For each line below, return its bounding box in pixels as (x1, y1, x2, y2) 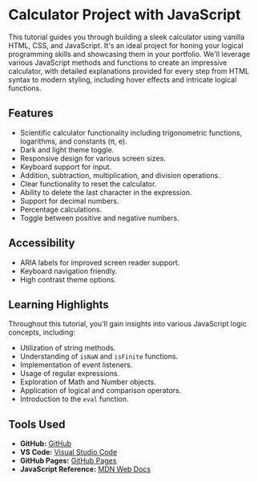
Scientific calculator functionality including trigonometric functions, (19, 128, 243, 137)
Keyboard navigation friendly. (19, 266, 118, 276)
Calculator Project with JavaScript (8, 6, 241, 24)
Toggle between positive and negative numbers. (19, 213, 179, 222)
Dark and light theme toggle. (19, 144, 115, 154)
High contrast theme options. (19, 274, 117, 284)
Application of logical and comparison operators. (19, 386, 182, 395)
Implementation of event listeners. (19, 360, 133, 370)
